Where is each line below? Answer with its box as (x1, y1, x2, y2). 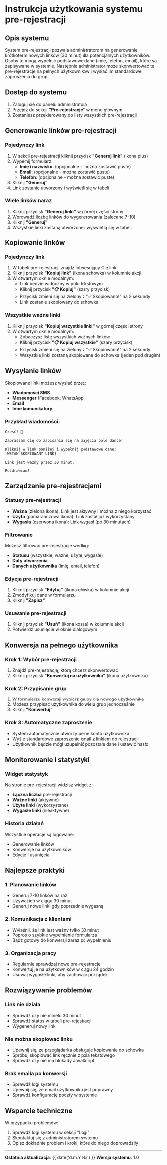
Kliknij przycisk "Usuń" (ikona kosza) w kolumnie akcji (12, 621, 124, 627)
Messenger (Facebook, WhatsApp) (12, 395, 85, 401)
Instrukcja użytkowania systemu (5, 3, 143, 15)
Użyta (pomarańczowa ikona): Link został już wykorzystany (12, 513, 135, 519)
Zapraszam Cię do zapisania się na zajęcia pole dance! (5, 438, 123, 443)
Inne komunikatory (12, 405, 53, 411)
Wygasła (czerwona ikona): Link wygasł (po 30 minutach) (12, 519, 131, 525)
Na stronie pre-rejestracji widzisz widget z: (5, 782, 93, 788)
